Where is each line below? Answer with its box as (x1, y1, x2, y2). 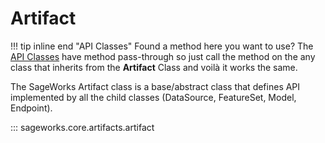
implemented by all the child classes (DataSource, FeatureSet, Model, (10, 91, 297, 103)
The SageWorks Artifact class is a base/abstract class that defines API (10, 80, 301, 92)
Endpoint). (10, 102, 53, 114)
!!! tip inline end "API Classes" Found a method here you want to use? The (10, 40, 314, 52)
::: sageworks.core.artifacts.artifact (10, 121, 155, 133)
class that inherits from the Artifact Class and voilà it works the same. (10, 61, 298, 73)
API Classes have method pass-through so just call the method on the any (10, 50, 316, 62)
